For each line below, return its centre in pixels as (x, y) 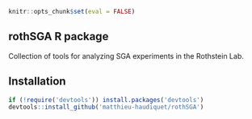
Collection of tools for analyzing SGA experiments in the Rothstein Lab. (126, 55)
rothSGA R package (59, 37)
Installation (37, 82)
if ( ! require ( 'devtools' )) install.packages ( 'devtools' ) (106, 100)
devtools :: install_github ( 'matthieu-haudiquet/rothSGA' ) (106, 107)
